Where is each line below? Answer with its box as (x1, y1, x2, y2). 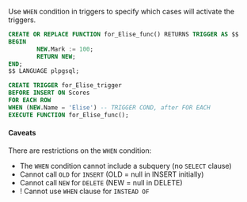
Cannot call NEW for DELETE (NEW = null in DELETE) (19, 177, 184, 187)
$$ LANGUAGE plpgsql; (8, 67, 80, 75)
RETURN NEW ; (36, 52, 77, 60)
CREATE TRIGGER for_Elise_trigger (8, 82, 123, 90)
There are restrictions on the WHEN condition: (8, 146, 152, 155)
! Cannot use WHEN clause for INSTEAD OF (19, 186, 150, 196)
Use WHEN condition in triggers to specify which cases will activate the (8, 7, 235, 16)
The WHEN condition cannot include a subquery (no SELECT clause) (19, 161, 232, 170)
